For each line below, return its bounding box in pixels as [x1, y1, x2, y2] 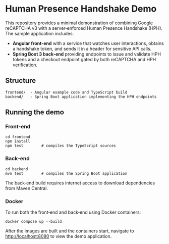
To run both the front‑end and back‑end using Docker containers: [5, 209, 141, 215]
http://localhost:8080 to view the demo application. [5, 233, 112, 239]
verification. [12, 62, 38, 68]
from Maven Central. [5, 185, 48, 191]
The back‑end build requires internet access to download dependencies [5, 180, 155, 186]
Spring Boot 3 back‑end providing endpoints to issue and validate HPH [12, 51, 161, 57]
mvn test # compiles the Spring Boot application [5, 171, 128, 176]
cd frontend [5, 134, 30, 139]
